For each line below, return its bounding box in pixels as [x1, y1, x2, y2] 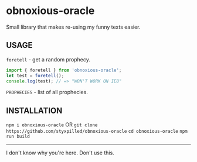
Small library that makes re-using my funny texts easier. [6, 23, 141, 30]
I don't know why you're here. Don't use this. [6, 149, 114, 156]
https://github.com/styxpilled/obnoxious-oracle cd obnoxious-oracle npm [6, 129, 188, 135]
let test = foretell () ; [6, 73, 64, 78]
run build [6, 133, 30, 140]
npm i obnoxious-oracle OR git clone [6, 121, 98, 128]
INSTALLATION [6, 105, 63, 115]
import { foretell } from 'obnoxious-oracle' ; [6, 67, 122, 73]
